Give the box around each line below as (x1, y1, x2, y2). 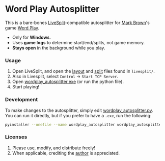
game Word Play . (5, 25, 40, 30)
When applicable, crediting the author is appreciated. (12, 150, 120, 156)
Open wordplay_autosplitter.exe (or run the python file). (12, 79, 124, 84)
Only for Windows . (12, 34, 51, 40)
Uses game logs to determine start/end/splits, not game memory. (12, 39, 145, 45)
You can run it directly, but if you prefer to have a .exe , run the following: (5, 112, 152, 118)
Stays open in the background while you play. (12, 45, 106, 51)
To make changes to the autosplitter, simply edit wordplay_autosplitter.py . (5, 107, 153, 113)
